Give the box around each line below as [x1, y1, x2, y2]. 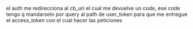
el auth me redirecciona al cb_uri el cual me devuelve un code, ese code [6, 5, 180, 11]
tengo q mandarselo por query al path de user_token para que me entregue [6, 11, 188, 18]
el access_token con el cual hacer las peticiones [6, 17, 123, 23]
